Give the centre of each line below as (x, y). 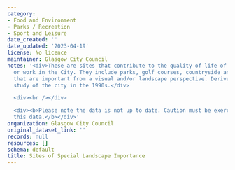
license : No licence (37, 53)
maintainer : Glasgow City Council (58, 59)
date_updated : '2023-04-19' (48, 46)
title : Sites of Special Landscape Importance (76, 156)
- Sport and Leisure (37, 33)
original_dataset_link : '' (47, 130)
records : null (28, 136)
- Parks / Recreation (39, 27)
